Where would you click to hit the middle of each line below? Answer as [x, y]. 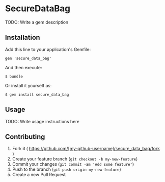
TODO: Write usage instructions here [42, 121]
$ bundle [14, 77]
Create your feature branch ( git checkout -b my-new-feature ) [75, 159]
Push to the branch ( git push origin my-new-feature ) [67, 169]
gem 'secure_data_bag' [28, 58]
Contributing [25, 137]
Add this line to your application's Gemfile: [48, 49]
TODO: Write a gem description [37, 22]
